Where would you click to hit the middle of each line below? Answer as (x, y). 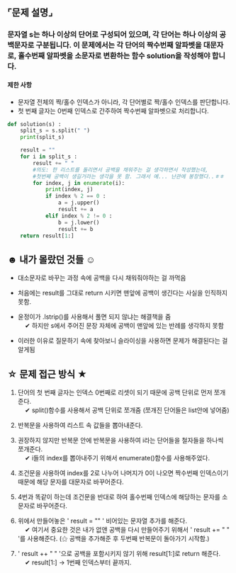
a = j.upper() (79, 203)
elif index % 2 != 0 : (79, 216)
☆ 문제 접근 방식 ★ (47, 374)
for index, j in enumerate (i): (79, 183)
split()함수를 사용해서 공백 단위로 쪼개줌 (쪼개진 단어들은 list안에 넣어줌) (130, 410)
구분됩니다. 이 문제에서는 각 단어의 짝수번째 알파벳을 (119, 45)
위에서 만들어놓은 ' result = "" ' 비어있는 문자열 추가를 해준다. (102, 521)
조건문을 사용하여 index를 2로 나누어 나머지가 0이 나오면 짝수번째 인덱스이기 (123, 473)
